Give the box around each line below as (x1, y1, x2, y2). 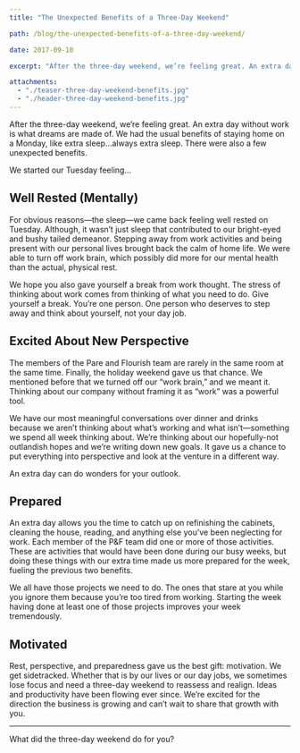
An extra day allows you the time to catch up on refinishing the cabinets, (9, 518, 275, 529)
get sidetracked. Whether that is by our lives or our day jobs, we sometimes (9, 670, 287, 681)
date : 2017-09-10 (9, 46, 74, 55)
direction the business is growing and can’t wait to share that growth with (9, 698, 279, 709)
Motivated (9, 637, 68, 652)
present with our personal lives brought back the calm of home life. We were (9, 242, 291, 253)
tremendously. (9, 611, 62, 622)
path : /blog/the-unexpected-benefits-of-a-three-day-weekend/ (9, 29, 246, 38)
